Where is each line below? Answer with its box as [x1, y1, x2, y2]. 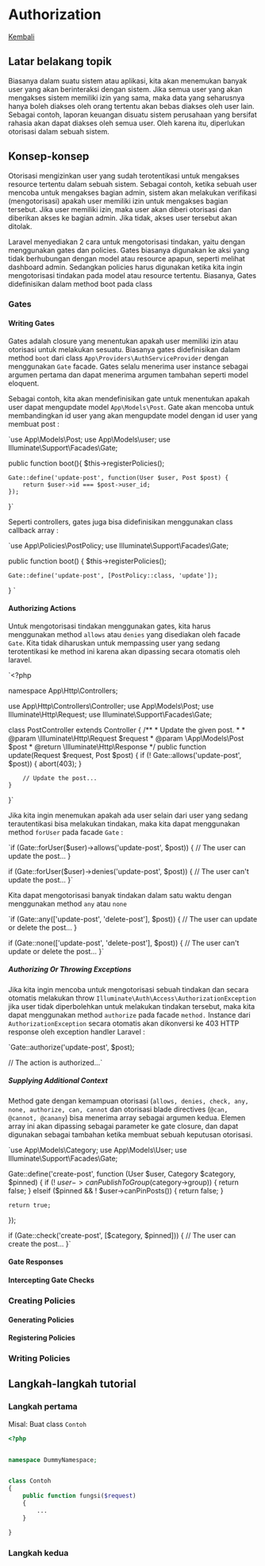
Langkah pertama [8, 1401, 78, 1412]
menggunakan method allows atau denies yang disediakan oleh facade [8, 629, 240, 639]
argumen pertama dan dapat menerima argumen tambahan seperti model [8, 369, 248, 379]
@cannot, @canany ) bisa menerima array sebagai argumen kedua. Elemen [8, 1112, 246, 1122]
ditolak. [8, 221, 33, 231]
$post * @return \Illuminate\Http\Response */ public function [8, 741, 206, 752]
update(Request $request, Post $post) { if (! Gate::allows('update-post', [8, 750, 242, 760]
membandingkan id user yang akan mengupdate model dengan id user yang [8, 411, 258, 420]
